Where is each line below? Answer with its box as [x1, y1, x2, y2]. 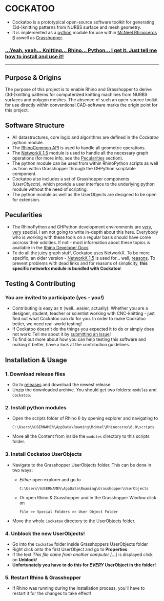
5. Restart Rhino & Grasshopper [5, 574, 82, 581]
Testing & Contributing [5, 280, 76, 288]
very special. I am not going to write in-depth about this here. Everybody [12, 229, 159, 235]
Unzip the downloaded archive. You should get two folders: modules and [12, 387, 157, 393]
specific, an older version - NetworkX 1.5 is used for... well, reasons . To [12, 255, 155, 261]
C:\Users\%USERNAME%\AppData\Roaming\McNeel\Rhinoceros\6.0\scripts [12, 425, 155, 430]
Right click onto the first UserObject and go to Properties [12, 546, 128, 552]
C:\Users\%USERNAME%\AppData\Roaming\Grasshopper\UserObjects [19, 486, 149, 491]
